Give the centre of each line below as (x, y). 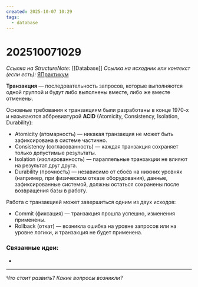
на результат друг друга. (46, 166)
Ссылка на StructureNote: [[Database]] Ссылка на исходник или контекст (98, 68)
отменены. (20, 99)
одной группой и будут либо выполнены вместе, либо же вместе (88, 92)
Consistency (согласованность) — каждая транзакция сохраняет (96, 147)
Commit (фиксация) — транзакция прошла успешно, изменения (95, 214)
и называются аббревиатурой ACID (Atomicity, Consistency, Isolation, (93, 117)
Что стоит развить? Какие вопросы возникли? (65, 278)
